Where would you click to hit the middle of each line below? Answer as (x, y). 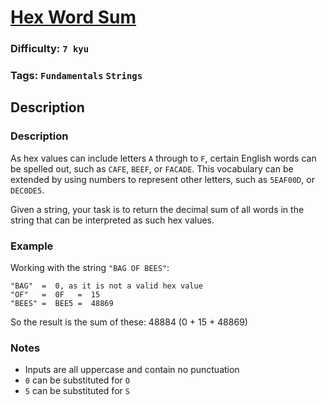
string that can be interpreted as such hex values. (112, 220)
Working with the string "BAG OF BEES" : (90, 268)
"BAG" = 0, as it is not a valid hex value (106, 286)
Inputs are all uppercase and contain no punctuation (132, 370)
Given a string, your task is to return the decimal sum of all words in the (157, 209)
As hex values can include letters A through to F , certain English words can (163, 158)
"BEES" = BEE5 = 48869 (62, 304)
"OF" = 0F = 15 (55, 295)
